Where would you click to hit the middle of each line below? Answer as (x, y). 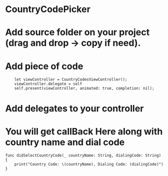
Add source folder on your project (77, 33)
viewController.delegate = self (48, 84)
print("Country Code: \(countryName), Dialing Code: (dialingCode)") (89, 164)
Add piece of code (44, 66)
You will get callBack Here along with (84, 131)
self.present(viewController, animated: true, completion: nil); (85, 89)
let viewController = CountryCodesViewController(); (71, 80)
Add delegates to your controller (74, 108)
